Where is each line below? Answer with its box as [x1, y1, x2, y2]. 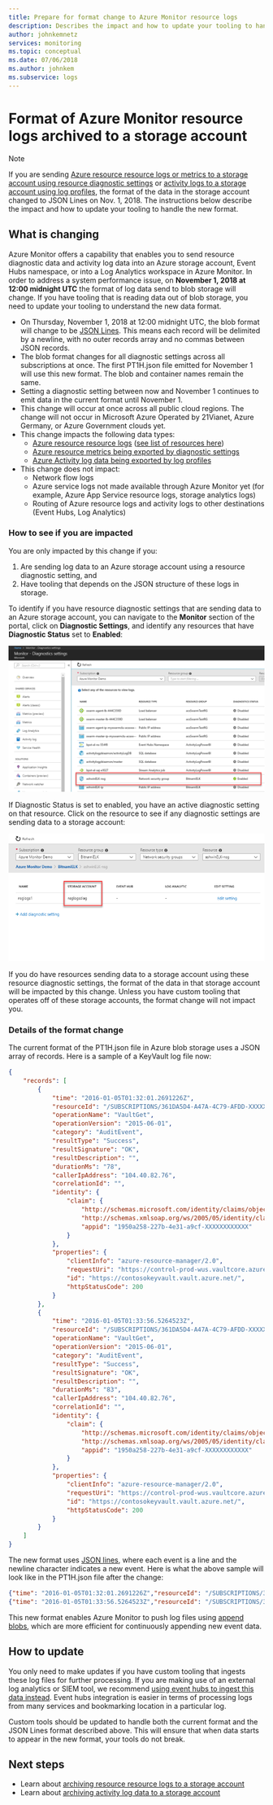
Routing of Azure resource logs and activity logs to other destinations [32, 498, 265, 508]
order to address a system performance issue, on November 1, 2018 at [8, 275, 246, 285]
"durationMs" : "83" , [51, 1386, 122, 1394]
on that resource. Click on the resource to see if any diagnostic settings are [8, 808, 261, 818]
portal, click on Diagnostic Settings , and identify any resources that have [8, 620, 254, 630]
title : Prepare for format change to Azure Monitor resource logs [8, 13, 238, 21]
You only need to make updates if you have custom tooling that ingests [8, 1666, 246, 1676]
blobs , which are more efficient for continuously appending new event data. [8, 1621, 262, 1631]
